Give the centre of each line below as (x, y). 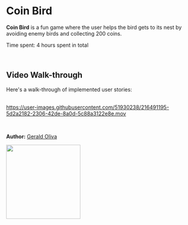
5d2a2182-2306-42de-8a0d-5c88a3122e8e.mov (66, 113)
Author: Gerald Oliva (32, 136)
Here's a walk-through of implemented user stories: (69, 89)
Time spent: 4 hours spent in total (47, 45)
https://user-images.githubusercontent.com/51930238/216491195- (88, 107)
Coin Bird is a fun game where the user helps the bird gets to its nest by (94, 27)
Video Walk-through (44, 75)
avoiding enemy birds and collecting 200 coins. (64, 33)
